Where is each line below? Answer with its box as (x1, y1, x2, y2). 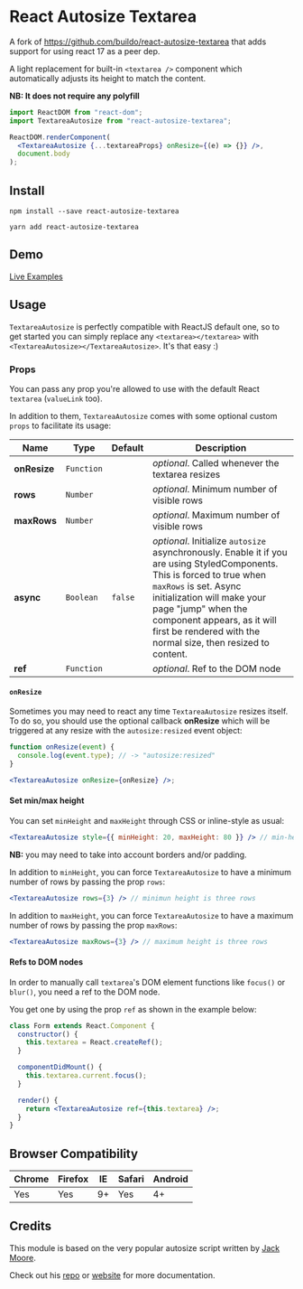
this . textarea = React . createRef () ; (25, 1038, 164, 1047)
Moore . (9, 1252, 36, 1263)
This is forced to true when (151, 568, 266, 581)
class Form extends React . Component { (9, 1021, 155, 1031)
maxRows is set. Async (151, 580, 242, 593)
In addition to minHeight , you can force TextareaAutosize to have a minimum (9, 866, 291, 877)
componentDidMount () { (17, 1063, 103, 1072)
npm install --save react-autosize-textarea (9, 207, 179, 216)
